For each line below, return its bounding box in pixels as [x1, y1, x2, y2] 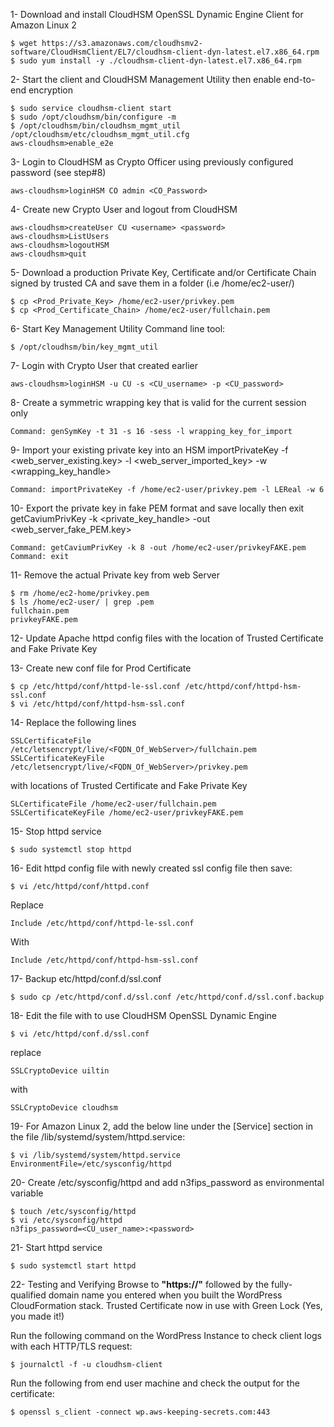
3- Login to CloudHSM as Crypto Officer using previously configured [10, 156, 294, 168]
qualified [10, 1289, 47, 1301]
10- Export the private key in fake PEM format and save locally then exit [10, 502, 305, 514]
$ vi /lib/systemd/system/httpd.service [10, 1150, 182, 1160]
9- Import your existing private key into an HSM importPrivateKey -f [10, 444, 289, 456]
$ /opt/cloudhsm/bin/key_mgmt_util [10, 342, 159, 352]
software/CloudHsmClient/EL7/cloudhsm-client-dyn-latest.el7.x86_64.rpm [10, 47, 320, 57]
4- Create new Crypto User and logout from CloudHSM [10, 204, 238, 215]
